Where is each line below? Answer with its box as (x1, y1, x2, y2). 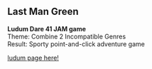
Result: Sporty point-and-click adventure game (7, 39, 146, 48)
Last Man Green (7, 6, 80, 18)
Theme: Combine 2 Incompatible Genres (7, 32, 126, 41)
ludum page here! (7, 53, 59, 62)
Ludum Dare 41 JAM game (7, 24, 87, 33)
